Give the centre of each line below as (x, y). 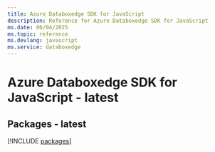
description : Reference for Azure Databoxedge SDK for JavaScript (108, 21)
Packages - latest (47, 124)
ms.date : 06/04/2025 (38, 27)
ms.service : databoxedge (44, 47)
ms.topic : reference (38, 34)
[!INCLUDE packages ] (40, 141)
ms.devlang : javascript (43, 41)
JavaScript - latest (63, 98)
